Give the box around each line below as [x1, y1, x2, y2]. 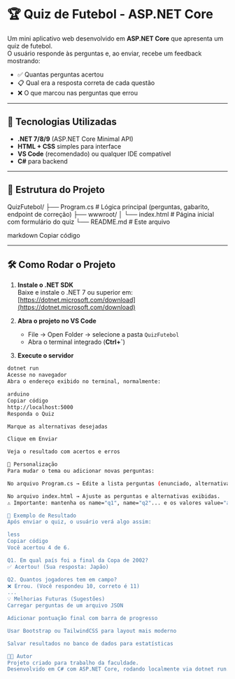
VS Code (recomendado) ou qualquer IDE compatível [17, 149, 171, 158]
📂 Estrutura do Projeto [7, 184, 105, 196]
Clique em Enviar [7, 436, 58, 443]
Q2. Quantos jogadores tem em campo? [7, 576, 117, 583]
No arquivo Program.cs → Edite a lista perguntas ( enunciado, [7, 480, 192, 487]
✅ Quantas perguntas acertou [17, 70, 104, 79]
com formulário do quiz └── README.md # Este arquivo [7, 217, 171, 226]
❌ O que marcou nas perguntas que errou [17, 88, 138, 97]
